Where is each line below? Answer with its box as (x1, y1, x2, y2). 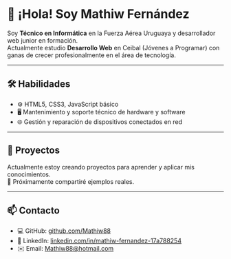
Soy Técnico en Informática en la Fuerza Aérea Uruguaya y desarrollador (7, 29, 216, 37)
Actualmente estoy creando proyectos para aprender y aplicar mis (7, 163, 195, 171)
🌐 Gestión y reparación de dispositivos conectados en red (16, 117, 183, 126)
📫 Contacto (7, 205, 60, 216)
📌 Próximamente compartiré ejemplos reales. (7, 177, 135, 185)
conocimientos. (7, 170, 51, 178)
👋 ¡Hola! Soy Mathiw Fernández (7, 6, 190, 22)
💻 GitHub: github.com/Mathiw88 (16, 227, 111, 235)
